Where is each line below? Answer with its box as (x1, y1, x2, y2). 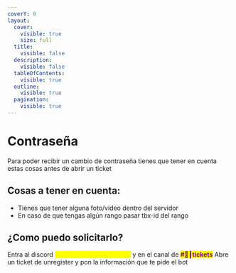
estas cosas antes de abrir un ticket (7, 164, 112, 172)
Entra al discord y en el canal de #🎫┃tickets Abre (7, 250, 229, 259)
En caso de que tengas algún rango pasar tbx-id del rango (17, 211, 189, 220)
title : (14, 43, 33, 50)
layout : (7, 17, 31, 24)
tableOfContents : (14, 69, 65, 77)
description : (14, 57, 53, 64)
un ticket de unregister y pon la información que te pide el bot (7, 258, 188, 267)
